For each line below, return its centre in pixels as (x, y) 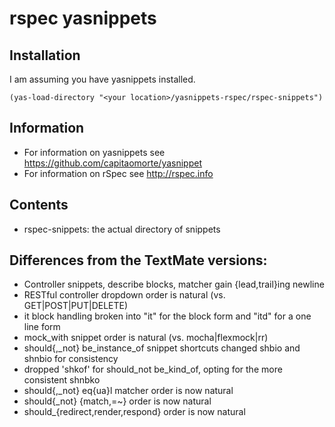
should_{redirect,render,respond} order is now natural (134, 412)
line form (42, 327)
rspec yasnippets (83, 18)
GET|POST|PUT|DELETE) (76, 306)
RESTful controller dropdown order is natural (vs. (124, 295)
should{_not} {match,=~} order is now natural (117, 401)
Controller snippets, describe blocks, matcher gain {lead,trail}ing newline (174, 284)
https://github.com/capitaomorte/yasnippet (113, 163)
